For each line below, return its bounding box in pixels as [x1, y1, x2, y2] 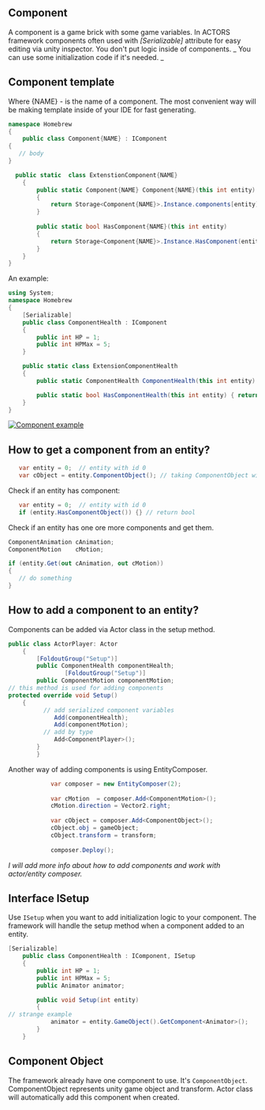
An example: [8, 274, 49, 283]
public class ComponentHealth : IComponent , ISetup [22, 953, 196, 960]
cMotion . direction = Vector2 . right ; [50, 802, 171, 810]
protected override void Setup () [8, 691, 118, 699]
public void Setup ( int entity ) [36, 996, 140, 1004]
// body [18, 150, 44, 157]
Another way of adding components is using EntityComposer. [8, 764, 208, 774]
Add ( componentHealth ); [54, 714, 129, 722]
